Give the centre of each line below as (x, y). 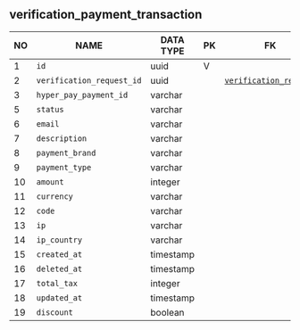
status (50, 109)
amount (50, 181)
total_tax (57, 283)
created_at (59, 254)
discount (55, 312)
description (62, 138)
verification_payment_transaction (106, 15)
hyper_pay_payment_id (82, 95)
